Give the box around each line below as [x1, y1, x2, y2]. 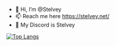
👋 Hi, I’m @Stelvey [15, 6, 62, 13]
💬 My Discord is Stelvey [15, 21, 75, 28]
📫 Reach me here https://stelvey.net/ [15, 13, 110, 19]
